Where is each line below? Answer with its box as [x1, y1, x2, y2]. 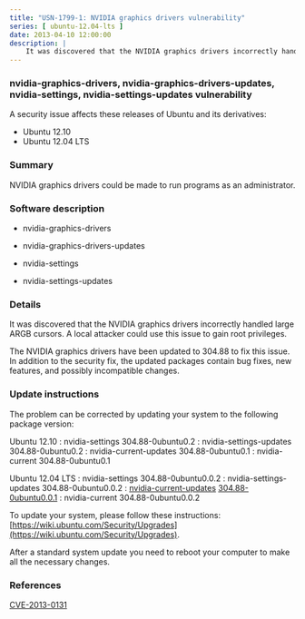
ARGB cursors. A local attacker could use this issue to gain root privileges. [9, 329, 288, 339]
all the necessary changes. [9, 555, 111, 567]
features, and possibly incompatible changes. [9, 365, 180, 377]
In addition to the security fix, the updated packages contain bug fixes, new [9, 356, 292, 367]
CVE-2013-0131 [9, 599, 68, 610]
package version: [9, 418, 74, 429]
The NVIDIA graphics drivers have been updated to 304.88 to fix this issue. [9, 346, 290, 357]
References [9, 578, 62, 591]
